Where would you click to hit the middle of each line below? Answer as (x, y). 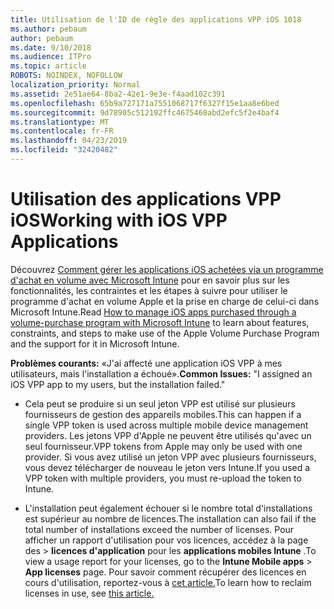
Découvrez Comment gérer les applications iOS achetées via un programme (167, 269)
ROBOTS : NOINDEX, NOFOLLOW (66, 76)
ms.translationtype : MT (60, 122)
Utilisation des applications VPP (146, 199)
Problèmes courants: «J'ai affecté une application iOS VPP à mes (146, 363)
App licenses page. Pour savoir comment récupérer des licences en (165, 572)
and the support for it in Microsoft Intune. (95, 343)
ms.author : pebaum (48, 29)
